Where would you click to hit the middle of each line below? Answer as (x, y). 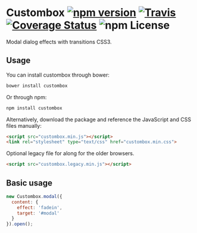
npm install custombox (34, 108)
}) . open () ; (20, 224)
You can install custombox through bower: (58, 75)
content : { (25, 202)
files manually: (24, 125)
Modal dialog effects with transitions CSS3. (59, 42)
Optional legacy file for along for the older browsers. (71, 153)
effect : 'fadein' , (40, 207)
